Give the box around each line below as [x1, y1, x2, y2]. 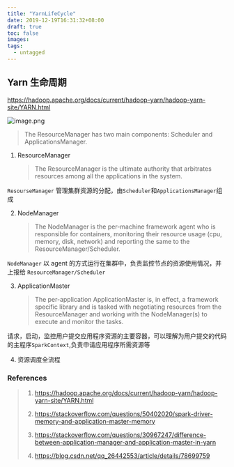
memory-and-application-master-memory [34, 417, 155, 425]
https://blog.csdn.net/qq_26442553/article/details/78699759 [34, 451, 210, 460]
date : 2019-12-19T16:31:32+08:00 [7, 17, 104, 24]
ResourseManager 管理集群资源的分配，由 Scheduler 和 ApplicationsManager [7, 186, 217, 194]
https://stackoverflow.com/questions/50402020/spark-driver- [34, 409, 214, 418]
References [7, 373, 47, 383]
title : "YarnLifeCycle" [7, 10, 77, 17]
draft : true [7, 23, 42, 30]
